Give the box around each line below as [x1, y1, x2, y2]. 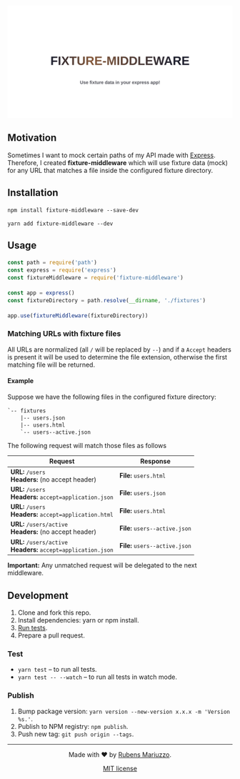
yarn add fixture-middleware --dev [7, 220, 114, 227]
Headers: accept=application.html [10, 510, 114, 519]
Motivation [7, 132, 57, 144]
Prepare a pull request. [17, 631, 86, 640]
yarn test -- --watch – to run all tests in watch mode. [17, 673, 177, 681]
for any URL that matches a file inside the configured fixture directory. [7, 166, 213, 174]
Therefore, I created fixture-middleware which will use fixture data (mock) [7, 158, 229, 167]
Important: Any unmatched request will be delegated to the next [7, 561, 198, 570]
